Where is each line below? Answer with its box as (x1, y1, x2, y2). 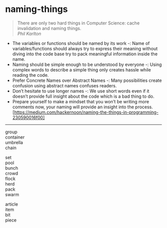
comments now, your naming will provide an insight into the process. (12, 104, 153, 110)
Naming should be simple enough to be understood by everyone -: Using (12, 61, 162, 67)
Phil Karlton (17, 30, 41, 36)
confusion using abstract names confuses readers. (12, 82, 117, 88)
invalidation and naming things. (17, 25, 82, 31)
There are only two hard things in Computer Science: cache (17, 20, 140, 26)
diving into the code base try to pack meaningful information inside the (12, 51, 158, 57)
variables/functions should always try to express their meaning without (12, 45, 158, 51)
